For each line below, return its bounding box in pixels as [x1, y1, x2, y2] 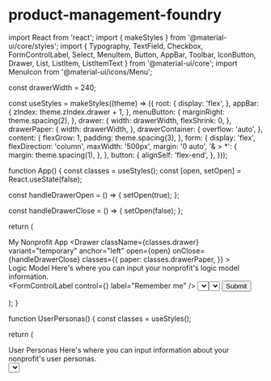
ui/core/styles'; [8, 41, 59, 50]
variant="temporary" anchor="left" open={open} [8, 246, 171, 255]
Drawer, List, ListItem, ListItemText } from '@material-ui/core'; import [8, 58, 238, 68]
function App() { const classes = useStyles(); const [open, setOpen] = [8, 165, 242, 175]
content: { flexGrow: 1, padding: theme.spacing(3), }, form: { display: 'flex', [8, 132, 256, 143]
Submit [226, 281, 248, 290]
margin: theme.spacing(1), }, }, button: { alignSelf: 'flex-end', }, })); [8, 150, 228, 160]
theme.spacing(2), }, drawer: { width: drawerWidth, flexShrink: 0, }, [8, 115, 232, 125]
